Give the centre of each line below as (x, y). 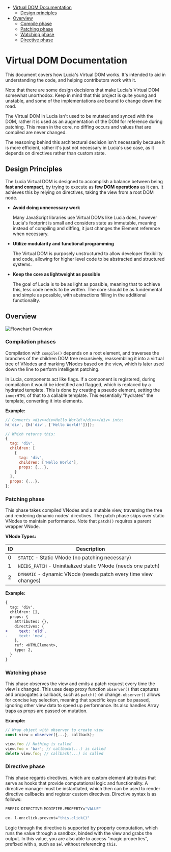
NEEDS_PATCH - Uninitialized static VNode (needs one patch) (89, 566)
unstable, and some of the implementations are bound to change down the (83, 101)
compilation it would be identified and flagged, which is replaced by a (78, 384)
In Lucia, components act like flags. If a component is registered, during (81, 379)
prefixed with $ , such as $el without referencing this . (61, 844)
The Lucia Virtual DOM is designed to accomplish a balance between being (84, 181)
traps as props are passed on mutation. (47, 711)
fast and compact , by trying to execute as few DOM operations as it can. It (84, 187)
